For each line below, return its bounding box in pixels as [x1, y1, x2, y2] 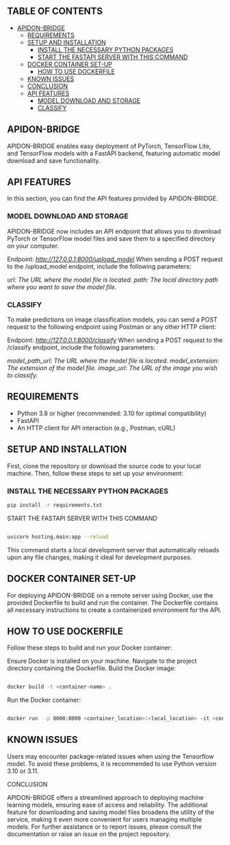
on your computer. [7, 241, 60, 249]
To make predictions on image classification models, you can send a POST [7, 315, 218, 324]
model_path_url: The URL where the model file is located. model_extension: [7, 356, 220, 365]
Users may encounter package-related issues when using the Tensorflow [7, 752, 214, 760]
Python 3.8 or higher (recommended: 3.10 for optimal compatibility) [16, 409, 207, 417]
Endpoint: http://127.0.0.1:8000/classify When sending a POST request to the [7, 336, 223, 345]
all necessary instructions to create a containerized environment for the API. [7, 606, 222, 614]
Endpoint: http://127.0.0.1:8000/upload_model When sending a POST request [7, 255, 223, 263]
